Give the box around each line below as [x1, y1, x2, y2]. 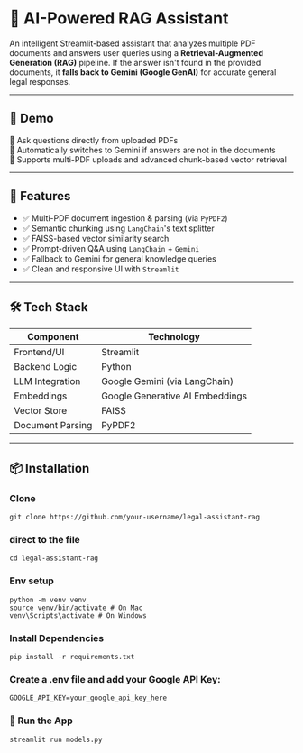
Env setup [9, 574, 54, 587]
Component [26, 331, 79, 344]
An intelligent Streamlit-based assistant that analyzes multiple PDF [9, 38, 256, 49]
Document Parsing [14, 419, 93, 432]
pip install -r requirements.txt [9, 652, 135, 661]
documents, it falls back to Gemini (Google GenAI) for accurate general [9, 67, 277, 78]
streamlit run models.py [9, 735, 103, 744]
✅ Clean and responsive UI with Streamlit [22, 263, 179, 274]
